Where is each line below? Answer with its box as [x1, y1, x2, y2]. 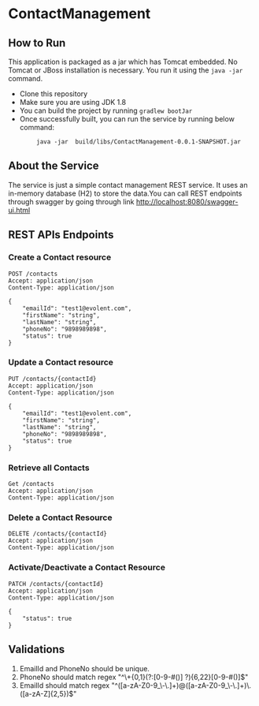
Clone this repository [19, 89, 88, 99]
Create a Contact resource [8, 252, 112, 263]
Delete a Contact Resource [8, 512, 113, 523]
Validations [8, 643, 65, 656]
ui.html [8, 205, 31, 215]
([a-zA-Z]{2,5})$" [19, 689, 77, 698]
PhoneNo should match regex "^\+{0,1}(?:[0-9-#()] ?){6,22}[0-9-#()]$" [19, 672, 249, 682]
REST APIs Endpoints [8, 228, 114, 241]
